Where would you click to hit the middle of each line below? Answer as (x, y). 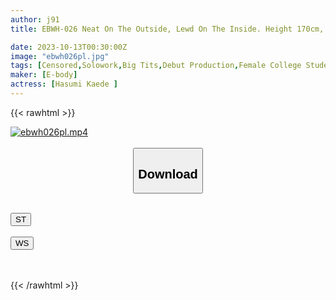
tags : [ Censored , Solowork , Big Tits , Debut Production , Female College (156, 66)
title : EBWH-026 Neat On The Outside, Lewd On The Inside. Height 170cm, (167, 29)
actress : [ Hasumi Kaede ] (64, 84)
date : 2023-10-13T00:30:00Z (69, 47)
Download (168, 173)
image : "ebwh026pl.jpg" (60, 56)
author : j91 (35, 19)
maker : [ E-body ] (44, 75)
